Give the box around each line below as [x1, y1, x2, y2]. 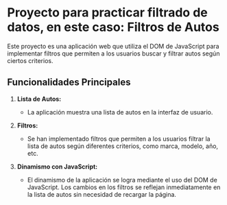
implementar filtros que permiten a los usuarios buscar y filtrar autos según [7, 49, 220, 58]
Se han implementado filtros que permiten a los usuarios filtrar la [27, 134, 211, 143]
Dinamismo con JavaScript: [16, 162, 98, 171]
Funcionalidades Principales [7, 77, 131, 88]
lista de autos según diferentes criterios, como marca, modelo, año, [27, 142, 218, 150]
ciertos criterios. [7, 56, 53, 64]
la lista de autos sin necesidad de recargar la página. [27, 190, 177, 198]
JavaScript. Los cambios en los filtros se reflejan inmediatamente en [27, 183, 221, 191]
